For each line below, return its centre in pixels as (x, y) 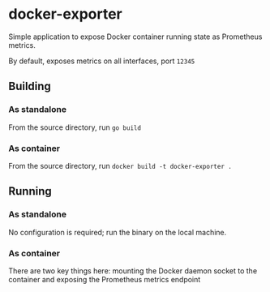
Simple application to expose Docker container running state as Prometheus (135, 36)
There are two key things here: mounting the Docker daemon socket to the (133, 271)
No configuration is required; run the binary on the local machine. (118, 232)
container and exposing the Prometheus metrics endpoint (105, 279)
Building (30, 86)
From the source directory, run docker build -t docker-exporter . (120, 165)
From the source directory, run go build (75, 127)
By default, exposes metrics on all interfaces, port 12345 (102, 61)
